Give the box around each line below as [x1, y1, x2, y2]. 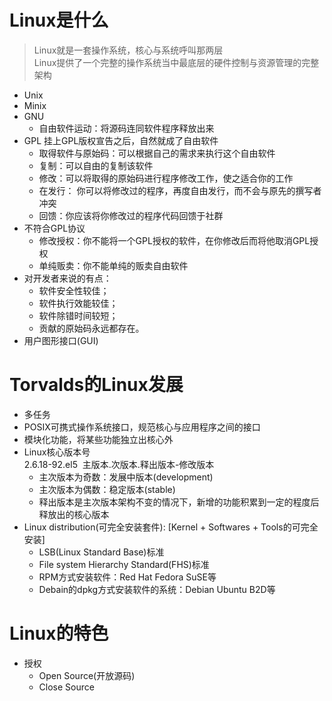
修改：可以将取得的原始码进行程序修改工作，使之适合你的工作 [38, 172, 294, 184]
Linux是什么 [9, 9, 109, 32]
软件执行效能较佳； [38, 297, 119, 309]
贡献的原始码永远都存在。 [38, 322, 145, 334]
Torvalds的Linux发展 [9, 374, 184, 396]
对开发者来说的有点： [23, 272, 112, 284]
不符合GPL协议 [23, 222, 86, 234]
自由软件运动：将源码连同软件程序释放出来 [38, 122, 215, 134]
